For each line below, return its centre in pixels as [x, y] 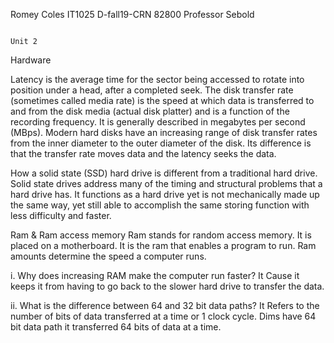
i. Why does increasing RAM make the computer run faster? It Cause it [155, 275]
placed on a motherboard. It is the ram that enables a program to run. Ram [163, 245]
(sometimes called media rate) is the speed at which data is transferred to [162, 100]
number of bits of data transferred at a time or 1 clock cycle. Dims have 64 [163, 316]
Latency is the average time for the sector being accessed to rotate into [157, 79]
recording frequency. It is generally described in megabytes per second [158, 122]
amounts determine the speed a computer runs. [108, 256]
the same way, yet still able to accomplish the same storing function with [160, 205]
